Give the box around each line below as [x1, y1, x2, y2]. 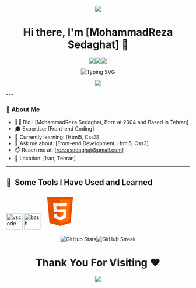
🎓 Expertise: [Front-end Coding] [14, 125, 94, 132]
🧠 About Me [6, 105, 40, 114]
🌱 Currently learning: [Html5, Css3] [14, 133, 99, 140]
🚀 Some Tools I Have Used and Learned [6, 177, 153, 187]
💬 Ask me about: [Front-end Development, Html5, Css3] [14, 140, 149, 147]
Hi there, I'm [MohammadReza [23, 26, 173, 39]
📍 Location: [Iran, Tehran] [14, 155, 76, 162]
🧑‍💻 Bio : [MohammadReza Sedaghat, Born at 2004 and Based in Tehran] [14, 119, 189, 126]
